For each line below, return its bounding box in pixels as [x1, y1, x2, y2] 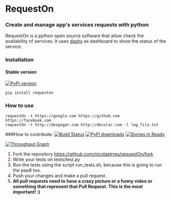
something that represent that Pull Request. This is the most [12, 183, 143, 189]
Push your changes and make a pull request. [12, 173, 107, 179]
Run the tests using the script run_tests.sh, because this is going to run [12, 161, 162, 168]
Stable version [5, 69, 37, 75]
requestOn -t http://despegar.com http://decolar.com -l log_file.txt [5, 122, 159, 127]
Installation [5, 56, 34, 64]
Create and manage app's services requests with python [5, 21, 149, 28]
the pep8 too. [12, 167, 41, 173]
